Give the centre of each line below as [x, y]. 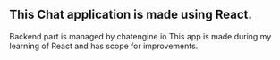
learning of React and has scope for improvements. [104, 46]
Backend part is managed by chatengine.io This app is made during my [140, 36]
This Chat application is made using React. [131, 15]
